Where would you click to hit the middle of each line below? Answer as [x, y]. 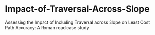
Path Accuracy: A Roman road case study [47, 27]
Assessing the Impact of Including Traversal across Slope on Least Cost [77, 22]
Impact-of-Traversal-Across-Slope [77, 9]
